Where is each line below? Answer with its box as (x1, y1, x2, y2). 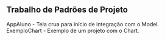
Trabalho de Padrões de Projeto (6, 5, 128, 15)
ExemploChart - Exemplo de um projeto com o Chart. (6, 27, 139, 34)
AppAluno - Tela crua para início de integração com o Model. (6, 20, 160, 27)
